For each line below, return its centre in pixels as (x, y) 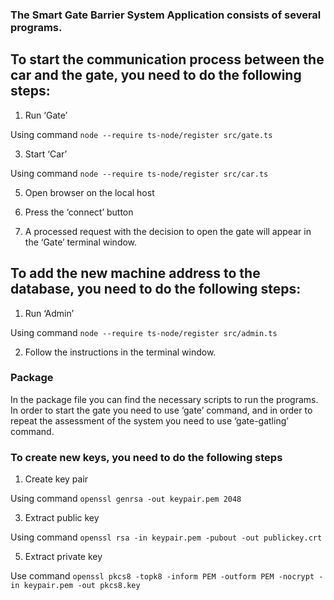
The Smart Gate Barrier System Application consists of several (166, 15)
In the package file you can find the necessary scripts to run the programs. (164, 399)
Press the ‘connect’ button (79, 212)
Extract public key (62, 518)
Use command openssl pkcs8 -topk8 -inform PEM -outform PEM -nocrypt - (167, 576)
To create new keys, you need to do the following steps (146, 457)
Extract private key (63, 557)
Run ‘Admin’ (49, 313)
